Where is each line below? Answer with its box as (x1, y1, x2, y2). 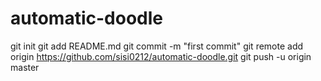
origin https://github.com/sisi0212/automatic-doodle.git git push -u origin (10, 50, 312, 62)
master (10, 61, 40, 73)
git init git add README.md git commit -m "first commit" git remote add (10, 40, 304, 52)
